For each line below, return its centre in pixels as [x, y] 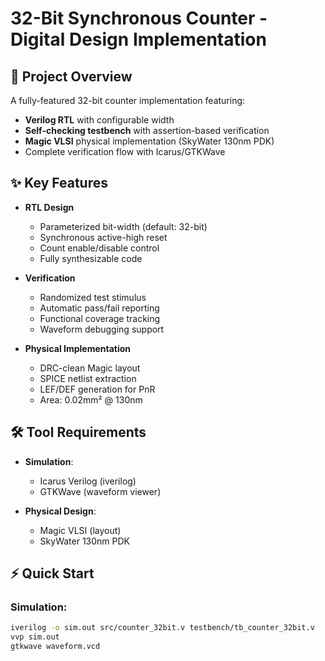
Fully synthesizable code [91, 258]
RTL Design [49, 207]
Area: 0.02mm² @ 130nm [91, 399]
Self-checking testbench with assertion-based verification [147, 130]
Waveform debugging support [102, 329]
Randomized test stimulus [93, 297]
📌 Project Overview [71, 76]
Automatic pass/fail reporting [99, 308]
